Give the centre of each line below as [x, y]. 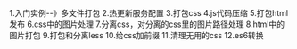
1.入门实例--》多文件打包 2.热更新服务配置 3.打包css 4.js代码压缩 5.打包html [148, 13]
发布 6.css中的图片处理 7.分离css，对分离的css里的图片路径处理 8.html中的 [147, 24]
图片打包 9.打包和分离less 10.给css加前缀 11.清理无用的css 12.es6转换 [137, 35]
